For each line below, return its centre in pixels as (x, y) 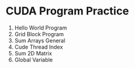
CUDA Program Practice (67, 11)
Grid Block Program (39, 34)
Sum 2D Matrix (33, 53)
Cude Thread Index (39, 47)
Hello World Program (41, 28)
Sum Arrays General (40, 40)
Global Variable (33, 60)
